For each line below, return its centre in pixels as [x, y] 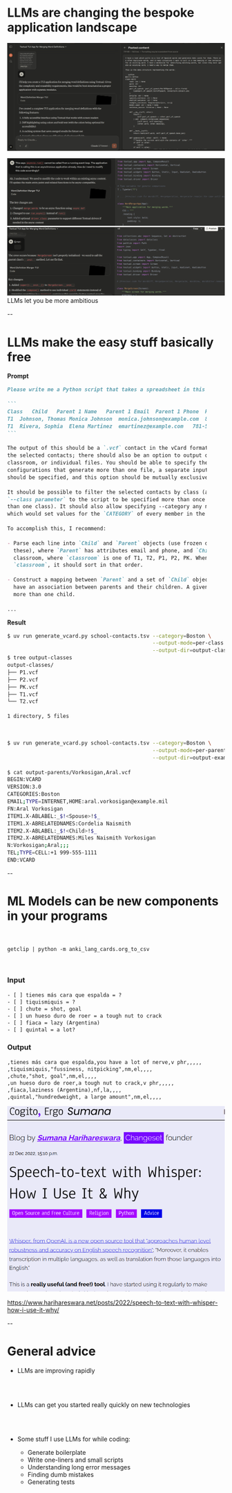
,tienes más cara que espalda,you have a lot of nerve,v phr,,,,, [105, 1063]
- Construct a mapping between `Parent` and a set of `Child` [98, 580]
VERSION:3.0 [24, 787]
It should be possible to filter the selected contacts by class [103, 492]
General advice [52, 1351]
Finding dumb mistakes [61, 1474]
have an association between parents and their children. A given [111, 587]
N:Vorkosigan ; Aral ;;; [38, 846]
